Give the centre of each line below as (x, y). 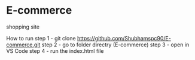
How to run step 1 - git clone (41, 38)
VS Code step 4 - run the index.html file (55, 50)
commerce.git (23, 45)
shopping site (23, 27)
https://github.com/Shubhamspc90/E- (124, 38)
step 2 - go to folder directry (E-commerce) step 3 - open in (115, 45)
